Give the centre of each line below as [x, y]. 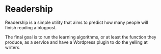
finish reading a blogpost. [31, 27]
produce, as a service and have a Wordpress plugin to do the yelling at [77, 42]
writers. [13, 47]
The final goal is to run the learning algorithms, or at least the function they [81, 37]
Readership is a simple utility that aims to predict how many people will [77, 22]
